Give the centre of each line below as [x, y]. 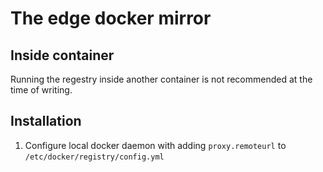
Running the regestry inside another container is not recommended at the [161, 79]
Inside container [62, 55]
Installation [46, 121]
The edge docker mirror [111, 18]
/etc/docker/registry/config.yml [94, 157]
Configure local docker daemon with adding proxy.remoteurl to [155, 145]
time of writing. [41, 90]
